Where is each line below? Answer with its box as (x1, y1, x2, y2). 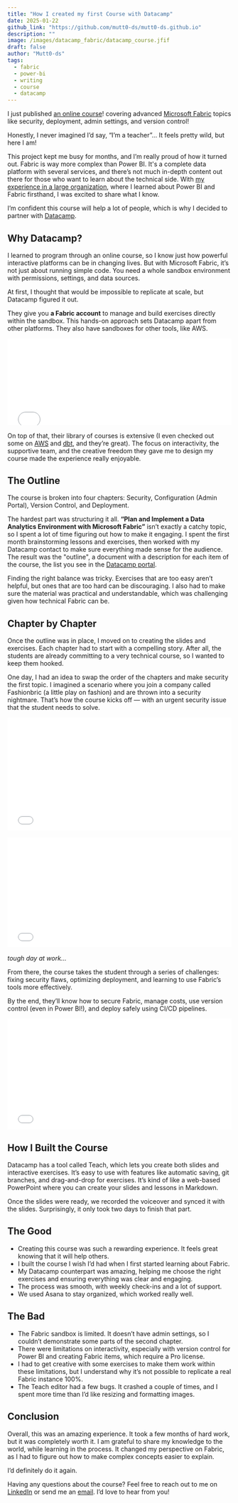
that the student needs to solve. (7, 703, 101, 712)
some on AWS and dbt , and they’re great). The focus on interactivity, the (7, 439, 220, 448)
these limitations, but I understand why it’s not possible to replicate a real (17, 1367, 232, 1375)
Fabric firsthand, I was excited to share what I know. (7, 190, 160, 199)
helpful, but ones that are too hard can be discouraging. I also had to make (7, 582, 226, 590)
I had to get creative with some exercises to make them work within (17, 1359, 215, 1368)
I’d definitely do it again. (7, 1466, 77, 1474)
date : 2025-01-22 (7, 17, 59, 24)
